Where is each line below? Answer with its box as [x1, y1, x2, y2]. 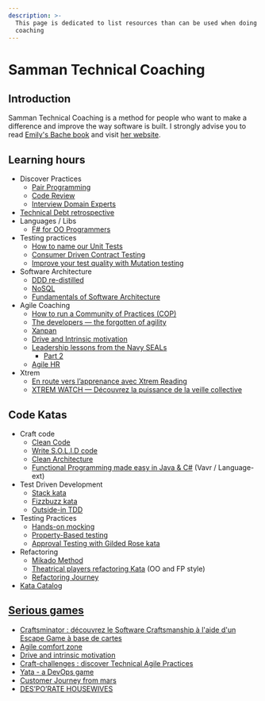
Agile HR [31, 360, 61, 369]
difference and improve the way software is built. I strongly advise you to [8, 121, 247, 131]
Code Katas [8, 408, 67, 422]
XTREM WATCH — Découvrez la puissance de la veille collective [31, 385, 243, 395]
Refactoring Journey [31, 572, 99, 582]
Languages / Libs [19, 216, 77, 226]
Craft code [19, 429, 56, 438]
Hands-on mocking [31, 522, 95, 531]
